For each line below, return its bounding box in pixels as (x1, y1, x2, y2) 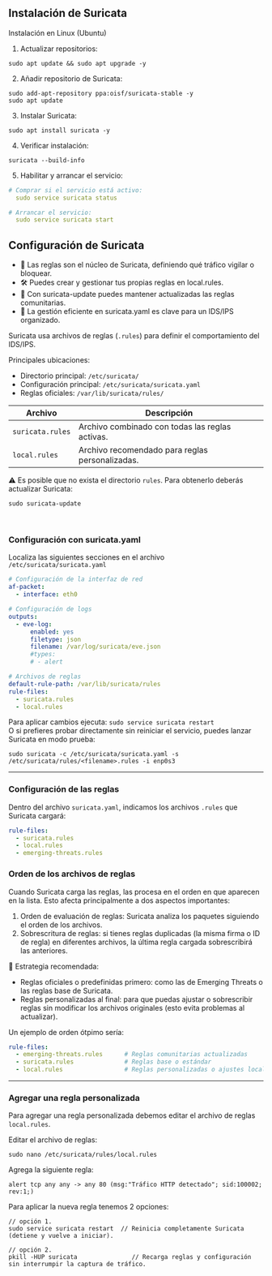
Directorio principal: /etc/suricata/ (19, 371, 139, 380)
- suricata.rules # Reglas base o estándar (15, 1058, 212, 1066)
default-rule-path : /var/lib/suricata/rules (8, 680, 161, 688)
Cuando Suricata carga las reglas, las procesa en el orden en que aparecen (8, 887, 260, 896)
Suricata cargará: (8, 810, 66, 820)
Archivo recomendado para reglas (78, 445, 208, 456)
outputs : (8, 612, 38, 621)
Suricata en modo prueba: (8, 734, 96, 745)
